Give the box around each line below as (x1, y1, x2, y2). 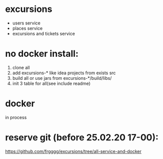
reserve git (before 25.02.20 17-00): (5, 132, 159, 143)
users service (12, 20, 41, 26)
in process (5, 114, 27, 120)
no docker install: (5, 48, 79, 59)
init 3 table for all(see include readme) (12, 80, 91, 86)
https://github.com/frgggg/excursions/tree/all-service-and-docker (5, 148, 142, 154)
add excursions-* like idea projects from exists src (12, 70, 116, 76)
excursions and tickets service (12, 30, 75, 36)
